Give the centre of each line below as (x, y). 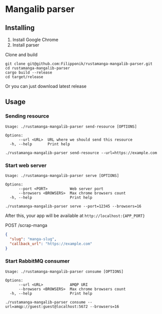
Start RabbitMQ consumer (37, 261)
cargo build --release (29, 72)
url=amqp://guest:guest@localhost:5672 (47, 306)
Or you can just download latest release (46, 86)
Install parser (26, 45)
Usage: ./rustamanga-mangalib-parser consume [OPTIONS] (64, 271)
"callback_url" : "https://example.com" (51, 243)
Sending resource (27, 116)
